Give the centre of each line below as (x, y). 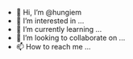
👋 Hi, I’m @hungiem (49, 12)
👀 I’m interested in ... (50, 21)
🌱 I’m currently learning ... (59, 29)
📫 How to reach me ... (53, 47)
